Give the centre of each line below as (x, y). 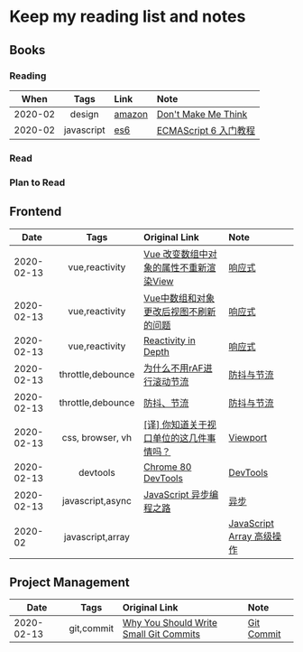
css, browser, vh (97, 437)
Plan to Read (37, 182)
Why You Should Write (170, 623)
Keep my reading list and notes (128, 17)
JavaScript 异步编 (181, 494)
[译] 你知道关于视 (180, 424)
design (84, 114)
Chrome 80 (168, 467)
